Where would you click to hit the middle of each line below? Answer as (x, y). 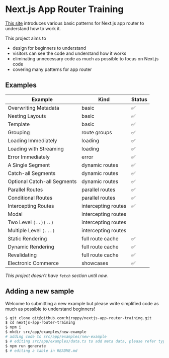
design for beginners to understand (49, 48)
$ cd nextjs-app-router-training (40, 323)
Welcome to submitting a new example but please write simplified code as (82, 303)
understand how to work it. (33, 28)
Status (139, 99)
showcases (95, 263)
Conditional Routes (30, 198)
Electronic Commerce (33, 263)
